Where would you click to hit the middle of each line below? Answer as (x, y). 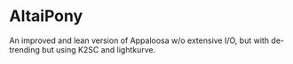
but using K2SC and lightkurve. (99, 49)
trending (24, 49)
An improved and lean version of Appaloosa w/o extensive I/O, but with (139, 40)
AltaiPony (46, 16)
